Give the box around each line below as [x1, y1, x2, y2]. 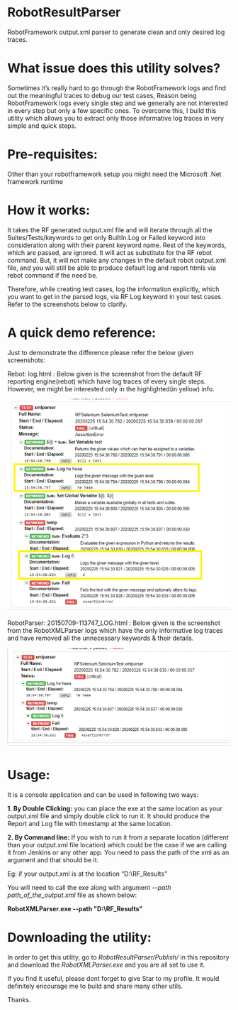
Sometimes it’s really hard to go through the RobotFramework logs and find [7, 83, 227, 92]
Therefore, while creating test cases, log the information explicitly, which [7, 285, 220, 293]
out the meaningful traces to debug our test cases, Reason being [7, 91, 197, 99]
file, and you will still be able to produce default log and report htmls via [7, 264, 216, 272]
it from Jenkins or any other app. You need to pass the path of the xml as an [7, 848, 229, 857]
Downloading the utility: [7, 929, 152, 945]
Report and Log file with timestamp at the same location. [7, 819, 172, 827]
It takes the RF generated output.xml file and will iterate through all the [7, 225, 212, 234]
